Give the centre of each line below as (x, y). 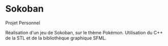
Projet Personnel (23, 23)
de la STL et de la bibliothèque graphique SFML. (56, 38)
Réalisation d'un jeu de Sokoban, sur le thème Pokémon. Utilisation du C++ (84, 32)
